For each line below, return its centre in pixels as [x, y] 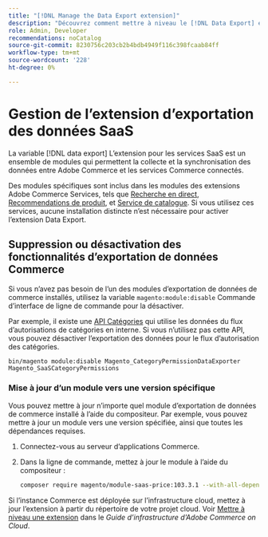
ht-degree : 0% [32, 68]
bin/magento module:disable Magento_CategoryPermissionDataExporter [124, 361]
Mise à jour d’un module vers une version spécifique [112, 388]
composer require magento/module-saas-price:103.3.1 [109, 485]
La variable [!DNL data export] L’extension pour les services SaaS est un [127, 153]
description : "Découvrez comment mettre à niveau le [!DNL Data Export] [132, 23]
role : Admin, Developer [48, 30]
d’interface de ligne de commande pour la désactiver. [96, 306]
